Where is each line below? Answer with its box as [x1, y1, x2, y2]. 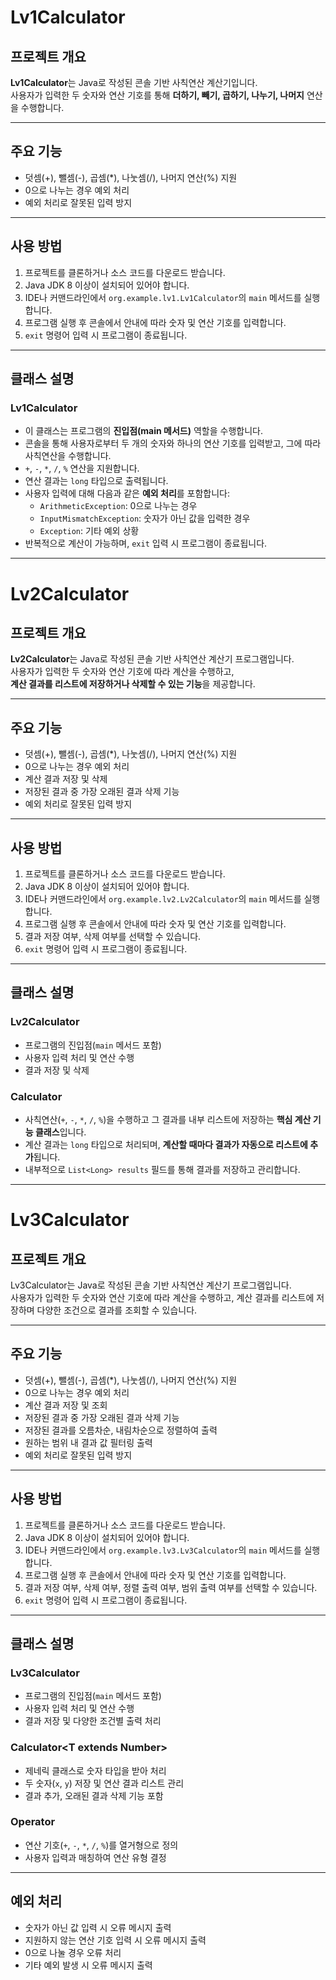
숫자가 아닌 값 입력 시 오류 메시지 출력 [24, 1921, 172, 1933]
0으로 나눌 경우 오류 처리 [24, 1946, 122, 1958]
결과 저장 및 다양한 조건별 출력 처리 [24, 1715, 162, 1727]
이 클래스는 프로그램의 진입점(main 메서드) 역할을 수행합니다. [24, 425, 263, 437]
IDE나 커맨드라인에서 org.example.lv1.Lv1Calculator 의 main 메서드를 [24, 291, 302, 303]
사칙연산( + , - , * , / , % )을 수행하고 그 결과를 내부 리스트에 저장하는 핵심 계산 [24, 1113, 312, 1125]
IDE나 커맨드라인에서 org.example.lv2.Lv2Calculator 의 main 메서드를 [24, 892, 302, 905]
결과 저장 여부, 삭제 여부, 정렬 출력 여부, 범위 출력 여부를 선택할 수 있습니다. [24, 1581, 318, 1593]
